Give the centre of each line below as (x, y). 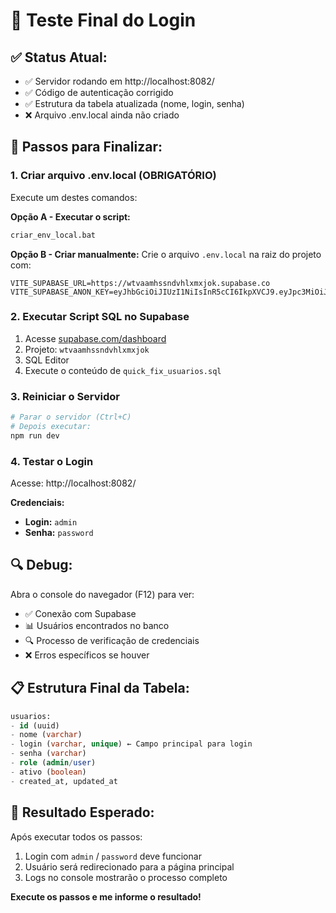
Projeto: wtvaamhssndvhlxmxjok (87, 349)
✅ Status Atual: (59, 57)
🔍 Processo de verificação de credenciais (112, 640)
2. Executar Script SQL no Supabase (100, 317)
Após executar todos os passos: (76, 836)
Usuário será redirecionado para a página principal (129, 866)
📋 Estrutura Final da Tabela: (100, 688)
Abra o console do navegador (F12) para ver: (102, 594)
